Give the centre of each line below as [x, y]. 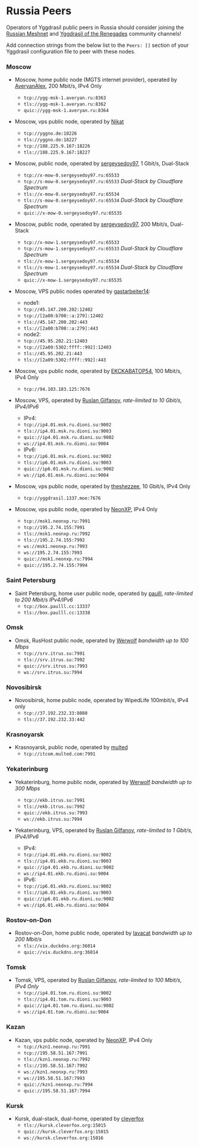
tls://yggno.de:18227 [50, 140]
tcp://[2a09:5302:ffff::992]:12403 [67, 348]
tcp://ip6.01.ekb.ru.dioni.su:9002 [67, 886]
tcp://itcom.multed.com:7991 [60, 754]
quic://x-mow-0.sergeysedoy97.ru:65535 [73, 214]
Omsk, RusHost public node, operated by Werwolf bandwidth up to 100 [102, 640]
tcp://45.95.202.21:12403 [55, 341]
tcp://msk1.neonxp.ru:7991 [57, 521]
